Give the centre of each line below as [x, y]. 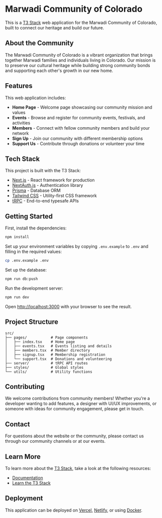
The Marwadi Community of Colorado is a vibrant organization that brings [79, 55]
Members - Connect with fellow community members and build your [81, 128]
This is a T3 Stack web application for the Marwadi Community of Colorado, [81, 23]
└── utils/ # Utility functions [49, 372]
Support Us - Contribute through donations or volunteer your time [78, 143]
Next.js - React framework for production [53, 180]
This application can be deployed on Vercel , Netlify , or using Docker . [74, 510]
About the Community [39, 43]
